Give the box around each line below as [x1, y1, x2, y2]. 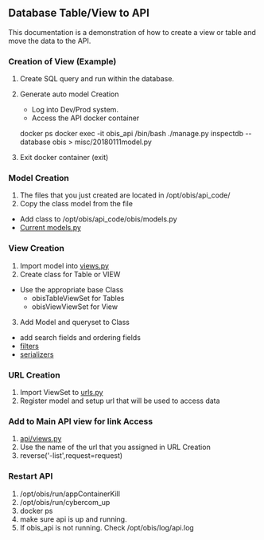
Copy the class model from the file [19, 199, 134, 209]
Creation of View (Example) [8, 56, 117, 67]
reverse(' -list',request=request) [19, 451, 123, 460]
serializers [19, 350, 54, 359]
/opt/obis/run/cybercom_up [19, 497, 111, 507]
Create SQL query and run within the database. [19, 74, 175, 84]
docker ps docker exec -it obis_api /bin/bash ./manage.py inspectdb [19, 129, 244, 139]
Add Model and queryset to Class [19, 317, 130, 327]
